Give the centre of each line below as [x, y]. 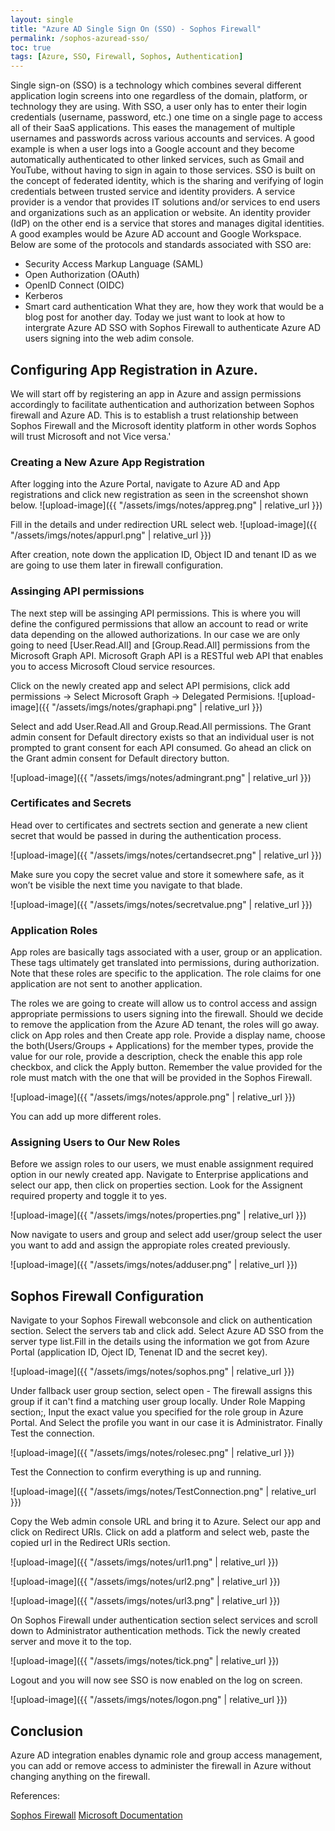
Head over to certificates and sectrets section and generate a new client [159, 825]
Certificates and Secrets [71, 803]
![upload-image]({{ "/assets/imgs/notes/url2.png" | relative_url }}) [145, 1582]
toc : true [31, 47]
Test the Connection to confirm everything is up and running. [136, 1472]
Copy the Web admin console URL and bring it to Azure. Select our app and [166, 1522]
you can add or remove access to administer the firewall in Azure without [161, 1766]
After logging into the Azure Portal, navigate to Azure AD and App [145, 484]
